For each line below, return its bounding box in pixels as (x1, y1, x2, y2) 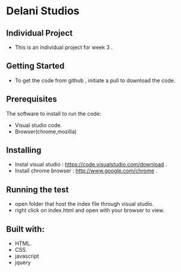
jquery (14, 259, 31, 266)
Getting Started (6, 61, 65, 71)
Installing (6, 145, 42, 156)
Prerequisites (6, 94, 57, 104)
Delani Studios (6, 4, 80, 18)
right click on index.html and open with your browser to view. (14, 207, 165, 214)
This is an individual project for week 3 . (14, 44, 113, 51)
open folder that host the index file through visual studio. (14, 200, 154, 208)
